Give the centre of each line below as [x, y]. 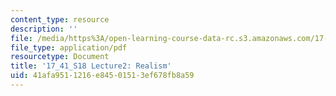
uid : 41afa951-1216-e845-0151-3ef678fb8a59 [102, 76]
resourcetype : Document [60, 57]
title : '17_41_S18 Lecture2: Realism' [91, 66]
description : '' [44, 29]
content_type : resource [60, 19]
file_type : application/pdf [69, 47]
